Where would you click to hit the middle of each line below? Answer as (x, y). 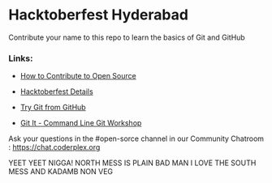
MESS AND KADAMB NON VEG (61, 172)
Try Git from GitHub (53, 108)
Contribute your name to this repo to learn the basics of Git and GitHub (127, 37)
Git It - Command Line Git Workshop (81, 123)
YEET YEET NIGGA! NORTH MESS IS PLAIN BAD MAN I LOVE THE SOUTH (132, 163)
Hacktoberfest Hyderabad (99, 15)
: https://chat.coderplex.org (54, 147)
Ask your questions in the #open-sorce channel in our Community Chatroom (136, 138)
